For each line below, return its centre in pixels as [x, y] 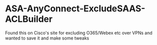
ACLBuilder [29, 19]
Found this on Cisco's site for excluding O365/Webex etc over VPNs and [79, 33]
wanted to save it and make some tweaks [47, 38]
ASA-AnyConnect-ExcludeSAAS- [75, 9]
